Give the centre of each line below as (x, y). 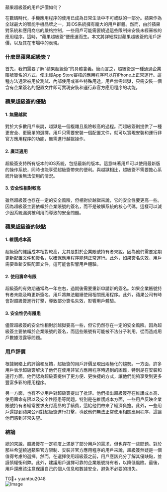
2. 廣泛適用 (17, 152)
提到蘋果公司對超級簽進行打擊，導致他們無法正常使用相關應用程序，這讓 (88, 411)
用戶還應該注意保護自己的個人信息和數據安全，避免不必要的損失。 (73, 469)
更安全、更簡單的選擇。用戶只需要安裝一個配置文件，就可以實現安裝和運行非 (83, 133)
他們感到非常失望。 (25, 418)
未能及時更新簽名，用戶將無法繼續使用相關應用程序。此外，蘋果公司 (83, 295)
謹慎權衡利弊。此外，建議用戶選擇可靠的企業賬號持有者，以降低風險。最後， (83, 462)
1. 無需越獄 (16, 114)
